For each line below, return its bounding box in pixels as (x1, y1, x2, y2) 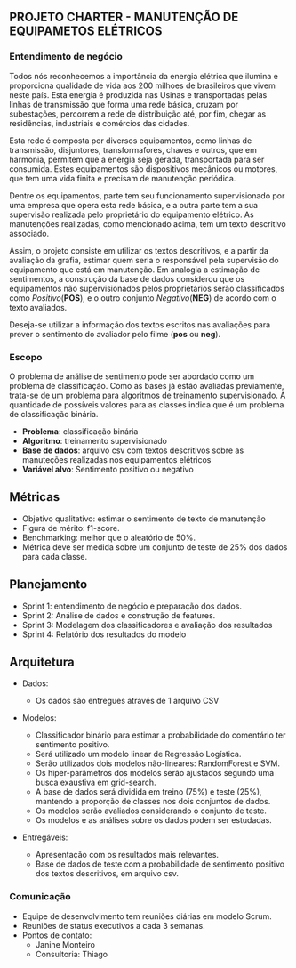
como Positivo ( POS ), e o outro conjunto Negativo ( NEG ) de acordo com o (9, 292, 277, 303)
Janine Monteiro (35, 939, 96, 949)
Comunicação (9, 891, 71, 903)
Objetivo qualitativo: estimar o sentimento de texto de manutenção (21, 513, 267, 524)
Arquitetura (9, 655, 75, 669)
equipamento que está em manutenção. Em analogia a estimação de (9, 264, 260, 275)
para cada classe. (21, 551, 88, 561)
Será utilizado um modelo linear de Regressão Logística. (35, 749, 242, 760)
